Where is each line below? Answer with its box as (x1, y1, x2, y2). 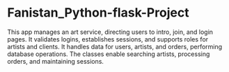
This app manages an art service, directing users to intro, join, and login (7, 28, 214, 36)
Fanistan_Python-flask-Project (7, 5, 189, 21)
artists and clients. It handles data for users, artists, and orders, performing (7, 42, 223, 51)
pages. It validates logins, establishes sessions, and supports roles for (7, 35, 209, 43)
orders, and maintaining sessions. (7, 57, 104, 65)
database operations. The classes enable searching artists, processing (7, 50, 210, 58)
